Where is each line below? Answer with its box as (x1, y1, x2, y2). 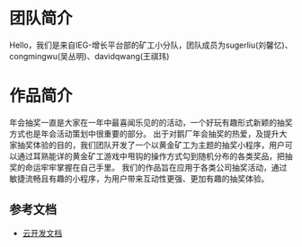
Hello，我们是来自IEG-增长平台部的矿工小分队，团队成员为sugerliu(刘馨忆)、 (9, 40, 293, 50)
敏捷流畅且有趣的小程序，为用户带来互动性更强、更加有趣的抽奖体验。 (9, 172, 270, 184)
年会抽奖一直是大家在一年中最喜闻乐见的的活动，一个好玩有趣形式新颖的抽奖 (9, 117, 293, 128)
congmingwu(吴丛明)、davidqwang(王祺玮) (9, 50, 170, 61)
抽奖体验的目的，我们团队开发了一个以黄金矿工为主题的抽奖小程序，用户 (16, 139, 285, 150)
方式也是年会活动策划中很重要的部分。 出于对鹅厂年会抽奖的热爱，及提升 (9, 128, 280, 139)
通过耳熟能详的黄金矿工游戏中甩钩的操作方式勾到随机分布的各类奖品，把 (16, 150, 285, 162)
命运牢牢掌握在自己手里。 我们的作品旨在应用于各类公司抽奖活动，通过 (24, 162, 288, 172)
